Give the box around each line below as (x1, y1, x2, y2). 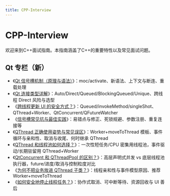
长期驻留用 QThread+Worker (18, 148, 79, 154)
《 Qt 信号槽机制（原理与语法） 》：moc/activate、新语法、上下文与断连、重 (12, 78, 164, 84)
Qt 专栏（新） (5, 63, 48, 72)
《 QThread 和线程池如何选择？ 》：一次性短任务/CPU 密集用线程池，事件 (12, 141, 161, 148)
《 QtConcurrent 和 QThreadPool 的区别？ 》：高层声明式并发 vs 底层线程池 (12, 154, 165, 161)
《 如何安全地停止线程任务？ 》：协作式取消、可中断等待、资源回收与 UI (12, 179, 159, 185)
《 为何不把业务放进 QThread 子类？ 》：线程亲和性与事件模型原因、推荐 (12, 167, 161, 174)
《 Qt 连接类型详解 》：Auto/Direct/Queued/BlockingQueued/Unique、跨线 (12, 90, 163, 97)
